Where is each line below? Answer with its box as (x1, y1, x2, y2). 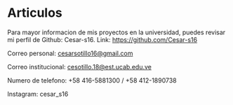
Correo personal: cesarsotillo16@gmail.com (7, 49, 133, 57)
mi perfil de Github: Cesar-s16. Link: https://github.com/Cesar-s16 (7, 35, 198, 43)
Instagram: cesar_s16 (7, 90, 69, 98)
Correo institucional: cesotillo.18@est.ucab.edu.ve (7, 62, 152, 71)
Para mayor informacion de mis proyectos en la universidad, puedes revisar (7, 28, 226, 36)
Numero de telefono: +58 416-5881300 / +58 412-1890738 (7, 76, 177, 85)
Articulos (7, 5, 63, 21)
